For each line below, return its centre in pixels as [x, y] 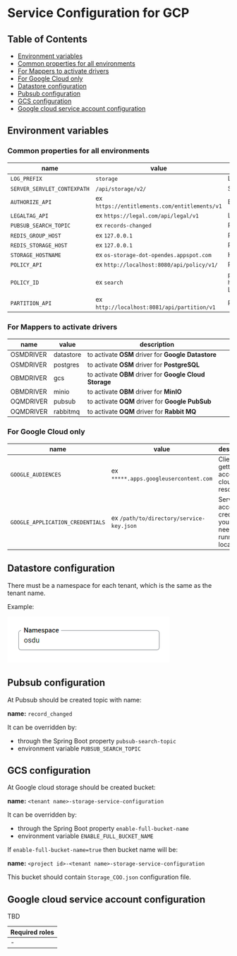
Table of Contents [48, 39]
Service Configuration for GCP [98, 13]
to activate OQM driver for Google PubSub [149, 401]
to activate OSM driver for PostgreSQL [143, 365]
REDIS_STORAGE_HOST [39, 245]
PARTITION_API [31, 304]
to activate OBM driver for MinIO [134, 392]
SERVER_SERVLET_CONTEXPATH [50, 189]
